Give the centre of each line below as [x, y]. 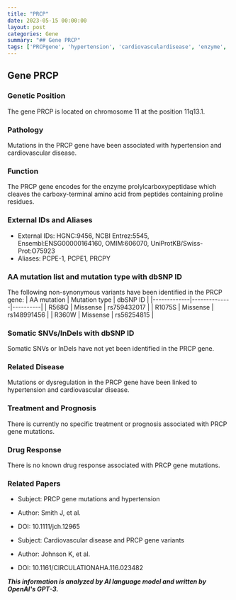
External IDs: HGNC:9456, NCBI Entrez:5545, [84, 236]
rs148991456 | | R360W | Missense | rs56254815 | [80, 315]
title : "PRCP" [28, 14]
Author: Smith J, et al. [49, 513]
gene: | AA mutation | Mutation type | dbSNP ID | [78, 300]
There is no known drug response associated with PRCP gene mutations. [114, 465]
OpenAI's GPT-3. [33, 589]
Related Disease [36, 367]
